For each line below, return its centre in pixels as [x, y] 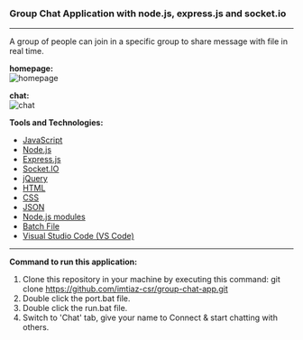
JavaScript [42, 140]
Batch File [41, 226]
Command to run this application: [73, 262]
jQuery [35, 179]
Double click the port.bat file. [76, 299]
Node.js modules [54, 217]
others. [36, 327]
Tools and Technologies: [56, 123]
